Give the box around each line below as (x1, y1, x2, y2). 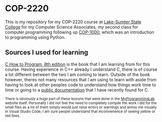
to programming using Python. (5, 34, 66, 40)
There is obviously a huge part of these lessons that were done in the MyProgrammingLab (5, 96, 155, 101)
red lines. (5, 113, 21, 118)
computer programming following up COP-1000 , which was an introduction (5, 29, 154, 35)
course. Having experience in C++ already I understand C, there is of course (5, 66, 158, 72)
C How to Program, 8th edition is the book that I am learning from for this (5, 61, 150, 67)
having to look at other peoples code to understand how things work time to (5, 82, 156, 88)
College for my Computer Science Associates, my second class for (5, 24, 138, 30)
